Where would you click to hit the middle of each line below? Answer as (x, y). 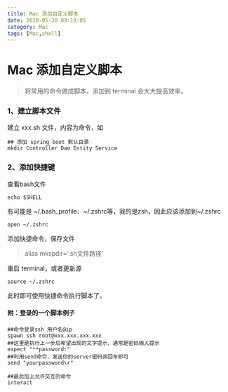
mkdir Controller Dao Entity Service (62, 148)
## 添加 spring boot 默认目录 (48, 142)
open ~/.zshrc (28, 224)
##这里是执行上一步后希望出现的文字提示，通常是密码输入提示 (83, 343)
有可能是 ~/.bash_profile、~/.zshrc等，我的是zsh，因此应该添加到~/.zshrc (114, 211)
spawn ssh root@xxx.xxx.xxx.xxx (54, 335)
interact (20, 383)
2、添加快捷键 (31, 167)
